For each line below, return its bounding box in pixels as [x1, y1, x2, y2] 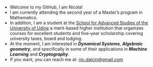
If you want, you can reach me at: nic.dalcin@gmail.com [9, 57, 124, 62]
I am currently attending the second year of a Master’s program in [9, 9, 143, 15]
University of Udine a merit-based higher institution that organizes [9, 25, 144, 31]
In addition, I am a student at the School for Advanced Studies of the [9, 20, 148, 26]
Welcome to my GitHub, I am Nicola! [9, 4, 83, 10]
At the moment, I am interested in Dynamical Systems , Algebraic [9, 41, 143, 46]
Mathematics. [9, 15, 38, 20]
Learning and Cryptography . [9, 51, 70, 57]
